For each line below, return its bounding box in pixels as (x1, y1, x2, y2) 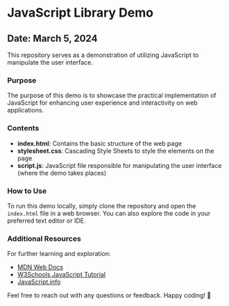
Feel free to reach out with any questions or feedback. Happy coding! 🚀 (7, 291, 212, 300)
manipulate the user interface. (7, 58, 94, 67)
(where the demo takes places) (17, 169, 107, 177)
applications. (7, 106, 44, 114)
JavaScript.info (17, 278, 61, 286)
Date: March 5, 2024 (7, 33, 98, 44)
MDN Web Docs (17, 263, 64, 271)
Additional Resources (7, 234, 81, 244)
